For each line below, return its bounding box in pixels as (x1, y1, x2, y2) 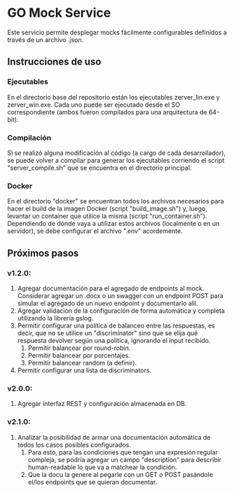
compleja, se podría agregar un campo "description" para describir (27, 455, 222, 464)
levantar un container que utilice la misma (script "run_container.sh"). (7, 212, 207, 220)
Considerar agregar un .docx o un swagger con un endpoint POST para (17, 291, 224, 299)
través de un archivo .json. (7, 35, 84, 43)
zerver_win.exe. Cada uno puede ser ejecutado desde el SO (7, 100, 181, 109)
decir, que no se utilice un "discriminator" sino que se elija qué (17, 328, 198, 337)
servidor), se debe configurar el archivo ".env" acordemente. (7, 227, 184, 236)
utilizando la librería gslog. (17, 313, 94, 322)
